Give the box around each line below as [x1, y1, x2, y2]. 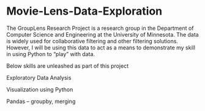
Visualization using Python [6, 85, 73, 93]
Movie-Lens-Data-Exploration [6, 4, 163, 18]
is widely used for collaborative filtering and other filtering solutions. [6, 37, 179, 45]
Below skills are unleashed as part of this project [6, 62, 129, 70]
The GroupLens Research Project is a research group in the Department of [6, 24, 194, 32]
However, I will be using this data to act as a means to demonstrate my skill [6, 44, 196, 51]
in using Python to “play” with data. [6, 50, 95, 57]
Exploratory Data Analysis [6, 74, 72, 81]
